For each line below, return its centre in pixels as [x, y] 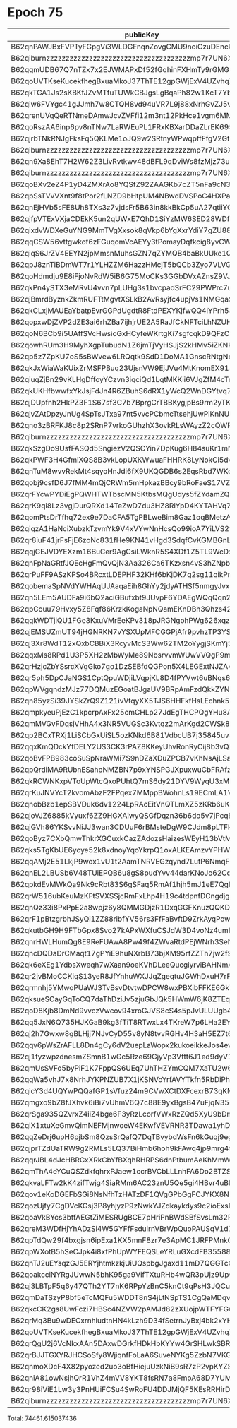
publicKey [142, 35]
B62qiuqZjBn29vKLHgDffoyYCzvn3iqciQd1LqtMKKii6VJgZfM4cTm [123, 379]
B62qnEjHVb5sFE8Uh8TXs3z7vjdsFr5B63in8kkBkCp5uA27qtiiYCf [123, 207]
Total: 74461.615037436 [42, 1418]
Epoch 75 [35, 12]
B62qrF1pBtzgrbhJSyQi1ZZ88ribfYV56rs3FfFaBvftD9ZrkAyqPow [121, 919]
